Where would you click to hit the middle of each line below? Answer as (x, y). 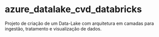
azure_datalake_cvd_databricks (73, 9)
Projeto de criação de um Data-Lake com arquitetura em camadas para (79, 23)
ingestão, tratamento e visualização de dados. (53, 28)
